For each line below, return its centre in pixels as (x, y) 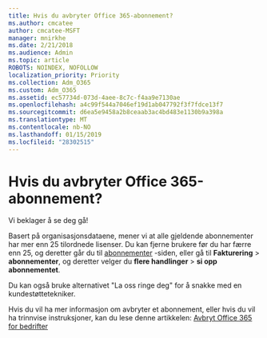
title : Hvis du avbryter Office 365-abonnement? (91, 16)
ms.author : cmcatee (41, 23)
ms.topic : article (39, 61)
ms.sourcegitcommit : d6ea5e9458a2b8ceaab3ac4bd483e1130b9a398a (116, 113)
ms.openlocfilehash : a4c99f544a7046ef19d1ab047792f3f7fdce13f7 (116, 105)
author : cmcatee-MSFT (44, 30)
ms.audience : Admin (41, 53)
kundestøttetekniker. (42, 294)
